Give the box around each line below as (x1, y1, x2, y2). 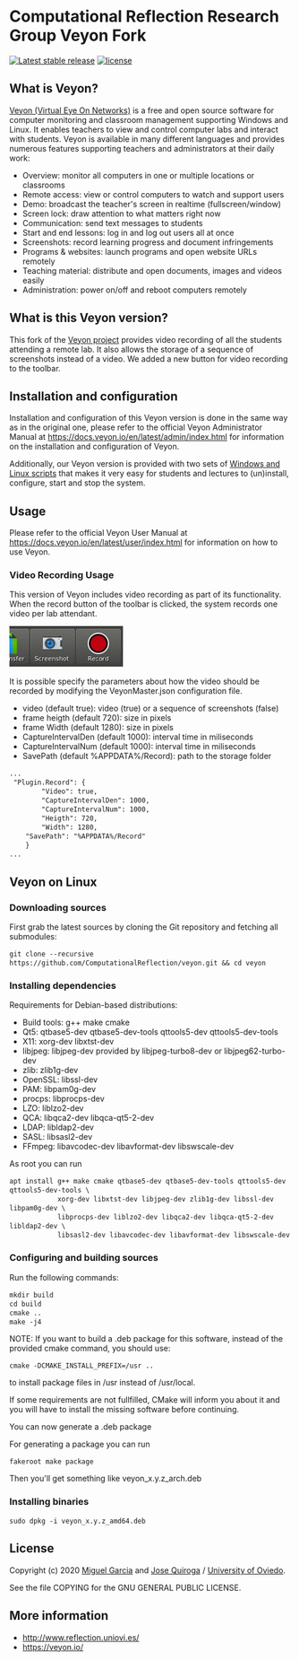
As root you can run (9, 1158, 82, 1169)
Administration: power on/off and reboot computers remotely (21, 284, 248, 295)
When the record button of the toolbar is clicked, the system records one (9, 599, 278, 609)
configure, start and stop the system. (9, 477, 146, 488)
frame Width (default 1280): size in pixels (21, 722, 175, 733)
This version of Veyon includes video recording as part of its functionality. (9, 590, 282, 600)
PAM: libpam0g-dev (21, 1084, 97, 1095)
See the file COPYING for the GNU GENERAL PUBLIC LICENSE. (9, 1582, 242, 1593)
